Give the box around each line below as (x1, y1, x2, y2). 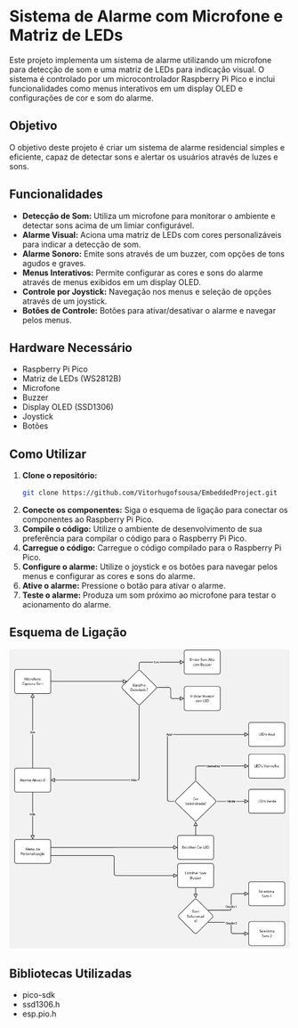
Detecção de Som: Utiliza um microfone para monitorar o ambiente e (21, 210, 276, 221)
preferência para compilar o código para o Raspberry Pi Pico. (21, 533, 247, 544)
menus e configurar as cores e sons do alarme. (21, 571, 196, 582)
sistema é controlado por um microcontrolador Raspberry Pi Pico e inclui (9, 73, 276, 84)
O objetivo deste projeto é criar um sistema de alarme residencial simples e (9, 142, 286, 152)
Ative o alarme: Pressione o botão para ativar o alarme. (21, 581, 227, 592)
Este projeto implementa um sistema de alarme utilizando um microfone (9, 54, 272, 65)
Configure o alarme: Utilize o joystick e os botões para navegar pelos (21, 561, 278, 572)
